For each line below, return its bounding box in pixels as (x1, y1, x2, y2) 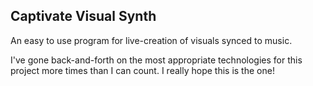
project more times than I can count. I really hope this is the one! (10, 64, 275, 76)
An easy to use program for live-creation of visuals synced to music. (10, 34, 293, 46)
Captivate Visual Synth (10, 8, 157, 25)
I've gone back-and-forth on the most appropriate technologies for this (10, 54, 303, 66)
